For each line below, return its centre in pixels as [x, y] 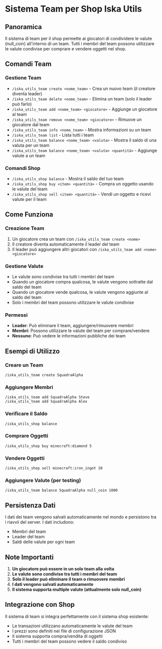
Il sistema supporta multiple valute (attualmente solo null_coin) [77, 590]
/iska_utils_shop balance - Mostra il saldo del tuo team [68, 179]
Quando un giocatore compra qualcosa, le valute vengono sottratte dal [82, 282]
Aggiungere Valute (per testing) [43, 481]
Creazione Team [25, 228]
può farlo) [22, 104]
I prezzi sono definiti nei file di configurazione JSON [64, 631]
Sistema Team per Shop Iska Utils [74, 9]
